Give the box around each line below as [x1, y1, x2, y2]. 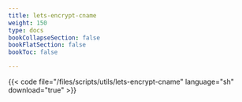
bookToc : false [8, 48, 58, 56]
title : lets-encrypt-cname [8, 11, 97, 20]
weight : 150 [8, 19, 47, 27]
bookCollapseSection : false [8, 33, 101, 42]
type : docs [8, 26, 44, 34]
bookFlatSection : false [8, 41, 87, 49]
